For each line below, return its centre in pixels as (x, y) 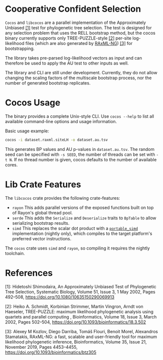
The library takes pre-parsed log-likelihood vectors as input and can (74, 58)
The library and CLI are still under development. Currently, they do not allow (81, 72)
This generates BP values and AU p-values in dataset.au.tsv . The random (80, 149)
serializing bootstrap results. (41, 223)
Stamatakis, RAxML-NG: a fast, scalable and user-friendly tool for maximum (81, 337)
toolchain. (15, 253)
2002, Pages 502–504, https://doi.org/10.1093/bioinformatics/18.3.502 (76, 322)
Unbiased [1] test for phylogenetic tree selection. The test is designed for (79, 27)
